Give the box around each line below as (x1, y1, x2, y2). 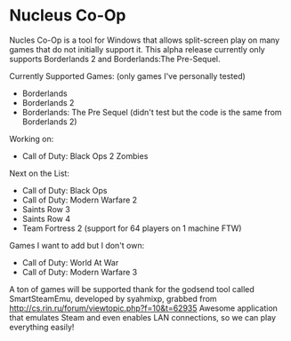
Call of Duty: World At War (21, 257, 119, 267)
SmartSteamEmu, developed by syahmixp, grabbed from (9, 293, 217, 304)
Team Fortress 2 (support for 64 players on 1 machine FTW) (21, 223, 242, 234)
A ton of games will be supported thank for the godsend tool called (9, 283, 255, 294)
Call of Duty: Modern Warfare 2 (21, 194, 138, 205)
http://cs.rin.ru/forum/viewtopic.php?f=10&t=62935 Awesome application (9, 303, 279, 313)
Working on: (9, 133, 54, 144)
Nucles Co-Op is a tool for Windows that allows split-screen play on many (9, 35, 280, 45)
